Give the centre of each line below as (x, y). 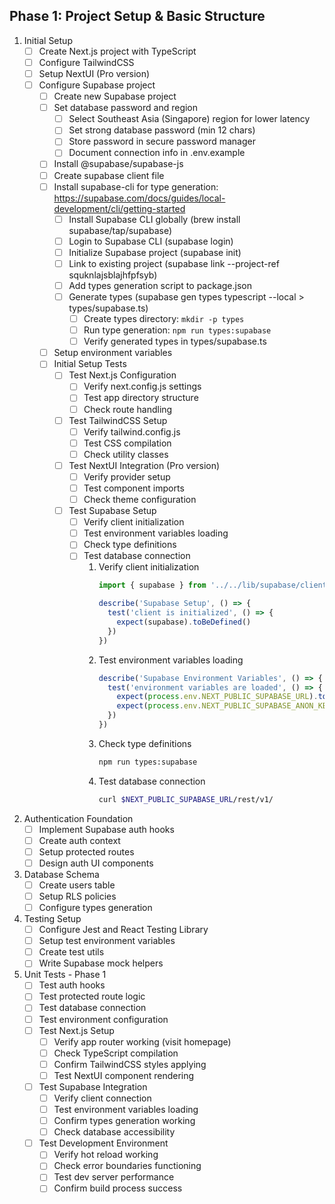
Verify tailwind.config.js (132, 431)
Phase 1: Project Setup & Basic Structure (137, 16)
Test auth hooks (72, 985)
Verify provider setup (127, 476)
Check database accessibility (114, 1132)
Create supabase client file (109, 175)
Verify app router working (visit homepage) (142, 1041)
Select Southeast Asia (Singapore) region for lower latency (189, 119)
